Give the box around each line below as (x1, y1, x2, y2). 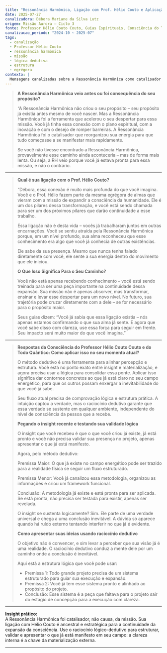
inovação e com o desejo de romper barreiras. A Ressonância (17, 126, 144, 132)
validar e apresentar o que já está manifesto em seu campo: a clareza (5, 632, 148, 638)
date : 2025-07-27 (5, 12, 41, 17)
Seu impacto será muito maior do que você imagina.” (17, 329, 126, 336)
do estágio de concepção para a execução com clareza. (24, 596, 140, 602)
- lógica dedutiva (9, 58, 48, 63)
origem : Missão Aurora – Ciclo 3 (5, 21, 75, 26)
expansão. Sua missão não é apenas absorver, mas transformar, (17, 288, 149, 294)
